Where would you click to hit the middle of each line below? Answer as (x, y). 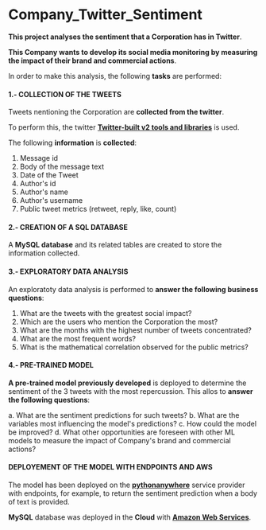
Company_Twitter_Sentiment (105, 15)
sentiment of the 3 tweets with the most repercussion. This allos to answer (131, 391)
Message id (39, 158)
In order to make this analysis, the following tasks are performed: (115, 76)
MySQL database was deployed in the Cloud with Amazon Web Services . (130, 517)
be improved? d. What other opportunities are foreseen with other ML (122, 432)
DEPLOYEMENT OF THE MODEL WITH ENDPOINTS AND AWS (110, 467)
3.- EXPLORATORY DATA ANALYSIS (68, 271)
